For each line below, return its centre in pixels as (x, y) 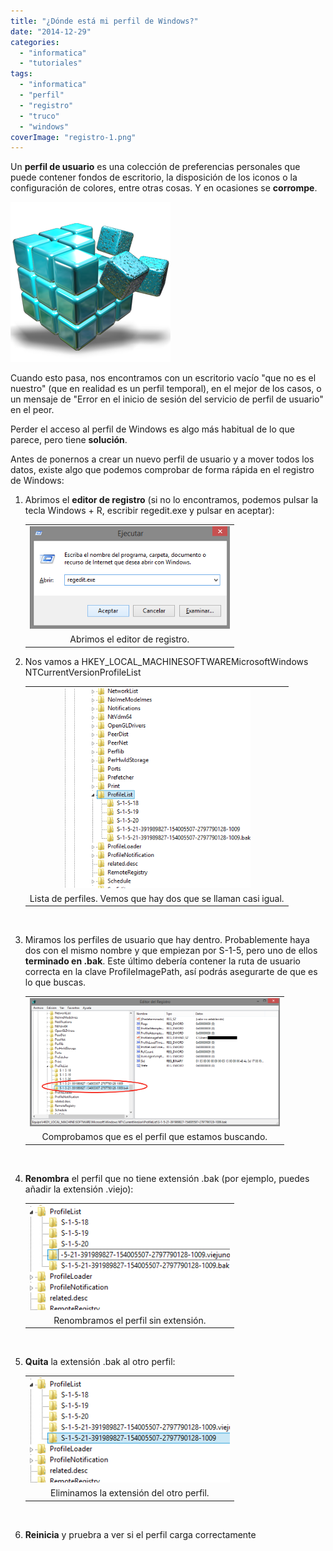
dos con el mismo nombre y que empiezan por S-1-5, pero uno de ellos (171, 951)
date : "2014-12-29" (51, 31)
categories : (35, 42)
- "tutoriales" (51, 63)
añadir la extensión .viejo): (79, 1189)
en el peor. (32, 410)
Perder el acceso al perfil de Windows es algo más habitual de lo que (152, 429)
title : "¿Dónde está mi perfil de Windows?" (104, 21)
